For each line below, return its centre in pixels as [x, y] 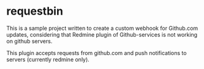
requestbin [35, 11]
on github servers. [29, 41]
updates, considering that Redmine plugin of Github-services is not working [102, 34]
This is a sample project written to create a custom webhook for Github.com [102, 28]
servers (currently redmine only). [48, 59]
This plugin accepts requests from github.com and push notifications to [96, 53]
